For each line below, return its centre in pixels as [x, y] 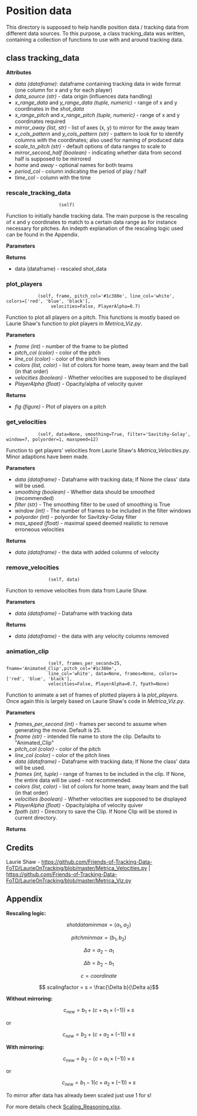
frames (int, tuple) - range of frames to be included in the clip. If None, [100, 774]
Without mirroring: [29, 999]
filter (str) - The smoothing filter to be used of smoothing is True [92, 504]
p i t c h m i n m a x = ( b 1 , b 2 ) [99, 938]
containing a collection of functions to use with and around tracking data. [95, 39]
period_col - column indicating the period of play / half [81, 171]
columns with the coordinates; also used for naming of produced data [99, 140]
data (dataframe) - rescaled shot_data [61, 269]
